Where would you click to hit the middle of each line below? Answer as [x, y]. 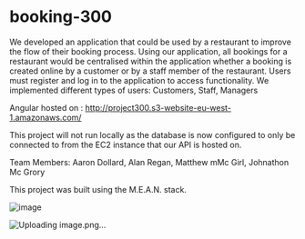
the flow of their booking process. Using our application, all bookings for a [149, 51]
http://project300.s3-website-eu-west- [158, 107]
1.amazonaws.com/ [46, 117]
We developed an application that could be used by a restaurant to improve [150, 42]
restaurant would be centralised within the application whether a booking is [151, 61]
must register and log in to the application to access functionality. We [139, 80]
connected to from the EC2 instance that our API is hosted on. [126, 144]
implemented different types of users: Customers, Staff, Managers [134, 90]
